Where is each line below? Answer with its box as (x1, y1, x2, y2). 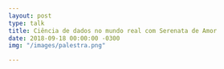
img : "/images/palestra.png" (8, 42, 106, 50)
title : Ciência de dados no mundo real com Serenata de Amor (8, 26, 218, 34)
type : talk (8, 19, 45, 27)
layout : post (8, 11, 52, 20)
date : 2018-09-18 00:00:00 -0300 (8, 34, 120, 43)
